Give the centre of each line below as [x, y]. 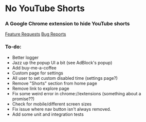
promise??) [23, 99]
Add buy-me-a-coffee [34, 68]
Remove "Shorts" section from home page [55, 83]
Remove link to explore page [41, 88]
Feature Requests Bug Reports [36, 34]
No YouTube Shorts [45, 9]
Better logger [25, 57]
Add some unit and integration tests [48, 114]
